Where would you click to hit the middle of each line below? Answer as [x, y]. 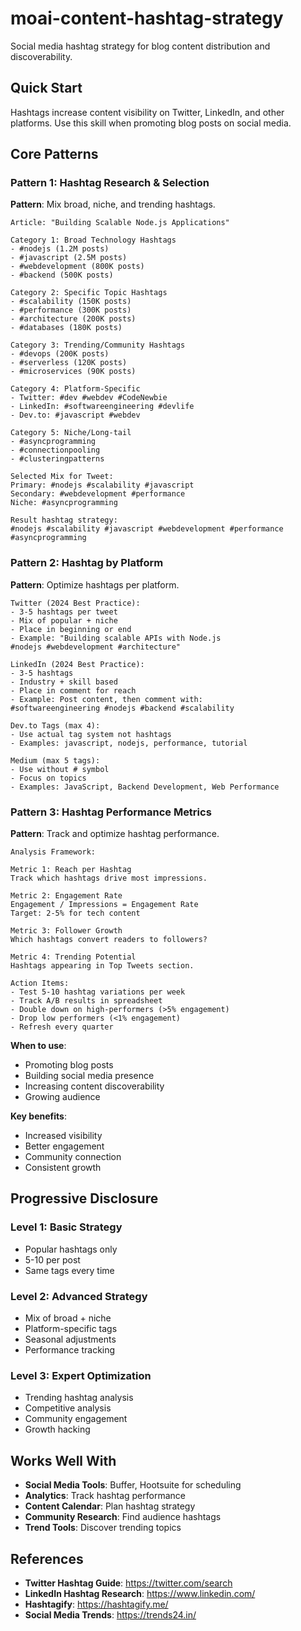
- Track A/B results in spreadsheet [86, 1001]
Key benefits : [38, 1116]
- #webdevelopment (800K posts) [77, 267]
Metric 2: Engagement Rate [66, 896]
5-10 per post [52, 1259]
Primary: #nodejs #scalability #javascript [102, 485]
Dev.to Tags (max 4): [55, 725]
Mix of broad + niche [68, 1318]
